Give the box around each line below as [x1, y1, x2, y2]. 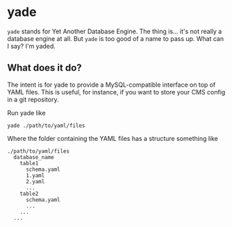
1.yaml [25, 171, 45, 179]
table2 [19, 190, 39, 197]
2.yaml [25, 178, 45, 185]
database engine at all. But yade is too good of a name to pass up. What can [7, 34, 224, 42]
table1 [19, 160, 39, 167]
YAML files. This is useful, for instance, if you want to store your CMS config [7, 87, 226, 96]
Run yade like [7, 108, 47, 117]
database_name [13, 153, 54, 160]
